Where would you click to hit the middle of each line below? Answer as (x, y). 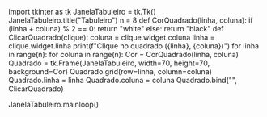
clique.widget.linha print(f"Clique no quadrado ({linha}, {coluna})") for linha (134, 46)
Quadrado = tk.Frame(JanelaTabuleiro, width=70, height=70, (109, 63)
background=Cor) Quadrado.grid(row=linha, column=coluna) (110, 71)
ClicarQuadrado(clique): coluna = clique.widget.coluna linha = (112, 37)
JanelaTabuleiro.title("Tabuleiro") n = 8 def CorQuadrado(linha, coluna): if (131, 20)
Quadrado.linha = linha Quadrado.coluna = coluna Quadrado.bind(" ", (123, 80)
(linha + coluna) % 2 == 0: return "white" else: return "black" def (116, 29)
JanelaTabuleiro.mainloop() (54, 104)
